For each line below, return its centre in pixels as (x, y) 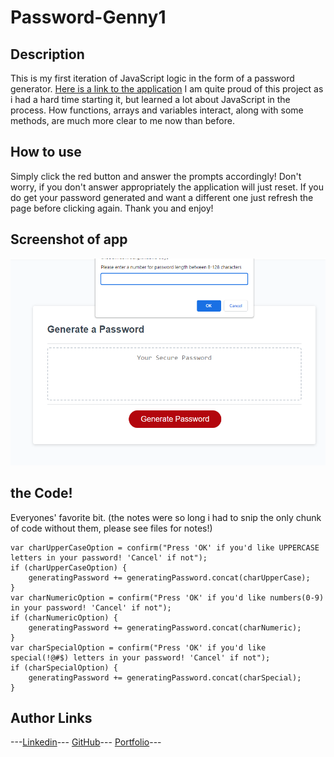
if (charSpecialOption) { (64, 667)
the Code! (41, 493)
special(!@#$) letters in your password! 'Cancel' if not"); (140, 657)
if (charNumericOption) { (64, 617)
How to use (46, 152)
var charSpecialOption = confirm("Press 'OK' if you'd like (138, 647)
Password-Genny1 (88, 17)
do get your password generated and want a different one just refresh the (162, 197)
